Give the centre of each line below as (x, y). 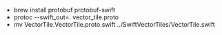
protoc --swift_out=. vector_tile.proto (66, 17)
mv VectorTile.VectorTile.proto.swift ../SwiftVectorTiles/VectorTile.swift (114, 24)
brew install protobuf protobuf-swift (64, 10)
